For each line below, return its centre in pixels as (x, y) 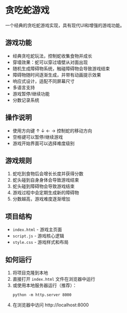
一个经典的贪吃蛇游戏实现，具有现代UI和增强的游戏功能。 (65, 25)
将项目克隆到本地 (30, 273)
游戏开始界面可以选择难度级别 (43, 143)
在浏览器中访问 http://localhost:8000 (51, 305)
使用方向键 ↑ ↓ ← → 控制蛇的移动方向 (52, 131)
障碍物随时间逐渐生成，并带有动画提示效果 (57, 75)
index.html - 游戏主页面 (37, 230)
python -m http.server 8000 (42, 295)
